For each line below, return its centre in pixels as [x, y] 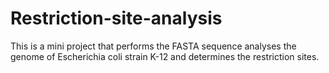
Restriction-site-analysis [116, 18]
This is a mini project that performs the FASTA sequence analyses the [153, 46]
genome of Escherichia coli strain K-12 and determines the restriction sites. [165, 56]
